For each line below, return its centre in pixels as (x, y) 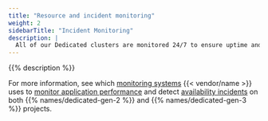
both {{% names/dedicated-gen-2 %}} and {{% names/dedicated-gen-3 (128, 100)
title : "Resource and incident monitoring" (82, 16)
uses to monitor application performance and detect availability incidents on (133, 92)
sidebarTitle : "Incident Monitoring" (71, 30)
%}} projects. (30, 109)
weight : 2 (25, 23)
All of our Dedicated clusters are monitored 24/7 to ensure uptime (132, 45)
